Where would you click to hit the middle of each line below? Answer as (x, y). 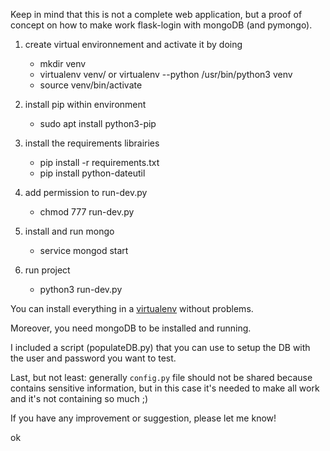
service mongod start (84, 250)
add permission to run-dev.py (86, 192)
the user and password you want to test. (93, 358)
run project (47, 270)
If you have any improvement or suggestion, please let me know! (143, 418)
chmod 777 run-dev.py (87, 212)
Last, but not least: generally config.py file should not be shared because (161, 377)
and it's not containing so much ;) (79, 398)
